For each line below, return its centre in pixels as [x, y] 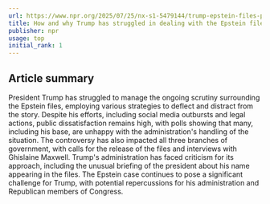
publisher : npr [34, 31]
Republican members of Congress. [66, 191]
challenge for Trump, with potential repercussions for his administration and [134, 182]
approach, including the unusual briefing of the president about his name [129, 165]
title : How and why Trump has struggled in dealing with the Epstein [127, 23]
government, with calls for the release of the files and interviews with [123, 149]
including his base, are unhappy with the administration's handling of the [129, 131]
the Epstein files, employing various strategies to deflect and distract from [131, 106]
